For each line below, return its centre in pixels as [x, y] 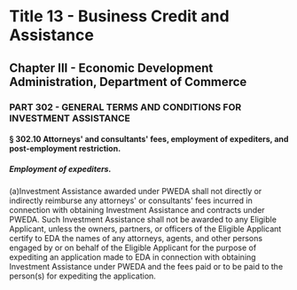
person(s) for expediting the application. [83, 276]
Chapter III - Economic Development [111, 68]
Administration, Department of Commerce [128, 82]
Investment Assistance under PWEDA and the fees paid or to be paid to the [146, 267]
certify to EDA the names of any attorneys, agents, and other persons [136, 239]
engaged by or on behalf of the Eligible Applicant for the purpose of [133, 248]
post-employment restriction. [65, 149]
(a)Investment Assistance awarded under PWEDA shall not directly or [136, 192]
